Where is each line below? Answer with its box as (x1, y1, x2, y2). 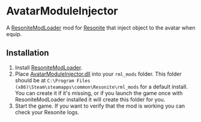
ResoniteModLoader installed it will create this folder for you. (14, 96, 166, 103)
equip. (6, 30, 22, 37)
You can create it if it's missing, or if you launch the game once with (14, 89, 183, 97)
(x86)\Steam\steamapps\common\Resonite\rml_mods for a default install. (14, 83, 188, 90)
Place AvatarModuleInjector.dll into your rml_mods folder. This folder (14, 70, 182, 78)
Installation (6, 48, 49, 58)
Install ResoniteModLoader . (14, 64, 83, 71)
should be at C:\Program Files (14, 76, 91, 84)
